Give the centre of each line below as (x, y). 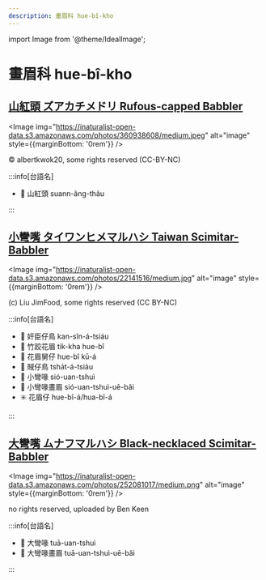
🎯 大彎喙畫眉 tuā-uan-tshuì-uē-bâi (77, 553)
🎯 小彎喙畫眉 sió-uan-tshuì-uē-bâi (77, 387)
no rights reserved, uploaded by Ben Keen (79, 509)
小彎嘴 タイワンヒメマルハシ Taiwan (99, 237)
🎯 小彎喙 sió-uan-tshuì (57, 377)
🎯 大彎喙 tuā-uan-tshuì (58, 543)
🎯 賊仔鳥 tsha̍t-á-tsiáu (57, 367)
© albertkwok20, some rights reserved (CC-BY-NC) (95, 160)
